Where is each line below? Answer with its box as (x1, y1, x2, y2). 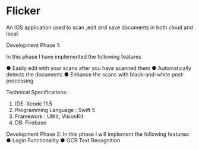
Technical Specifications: (6, 88, 68, 95)
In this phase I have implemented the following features (6, 53, 141, 60)
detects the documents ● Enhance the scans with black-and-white (6, 71, 170, 78)
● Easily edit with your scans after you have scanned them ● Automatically (6, 64, 192, 72)
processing (6, 77, 34, 84)
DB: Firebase (14, 119, 47, 126)
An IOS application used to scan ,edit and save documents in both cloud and (6, 24, 193, 31)
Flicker (6, 4, 40, 18)
